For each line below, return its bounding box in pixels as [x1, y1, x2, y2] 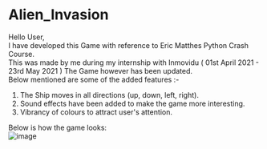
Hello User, [8, 32, 46, 42]
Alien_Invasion [8, 6, 109, 24]
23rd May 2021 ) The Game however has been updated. [8, 66, 193, 75]
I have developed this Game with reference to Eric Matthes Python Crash [8, 40, 249, 50]
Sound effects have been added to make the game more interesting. [19, 99, 245, 108]
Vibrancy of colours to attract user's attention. [19, 107, 172, 117]
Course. [8, 49, 34, 58]
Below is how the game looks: [8, 123, 107, 132]
